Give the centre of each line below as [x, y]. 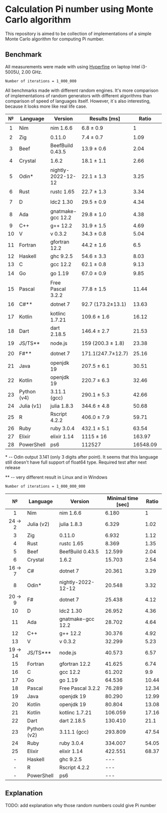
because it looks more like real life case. [46, 106]
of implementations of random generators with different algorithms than [79, 95]
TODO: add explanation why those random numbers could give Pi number [81, 805]
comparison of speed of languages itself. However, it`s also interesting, [78, 101]
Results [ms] [105, 118]
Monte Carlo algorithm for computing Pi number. [55, 39]
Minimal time [123, 498]
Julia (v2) [38, 524]
